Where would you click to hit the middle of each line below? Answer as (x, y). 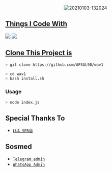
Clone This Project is (39, 53)
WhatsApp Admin (29, 165)
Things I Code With (36, 24)
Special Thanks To (35, 118)
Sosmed (19, 146)
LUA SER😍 (23, 131)
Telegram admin (29, 159)
